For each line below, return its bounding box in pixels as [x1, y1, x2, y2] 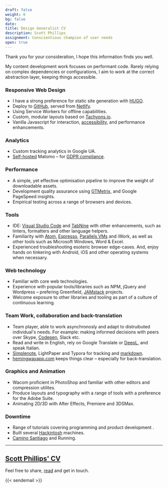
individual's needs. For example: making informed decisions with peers [12, 329, 159, 335]
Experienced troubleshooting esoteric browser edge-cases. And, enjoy [12, 244, 159, 250]
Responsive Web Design [5, 86, 66, 93]
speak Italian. [12, 345, 40, 351]
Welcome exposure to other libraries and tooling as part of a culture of [12, 294, 157, 300]
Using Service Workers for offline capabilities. [12, 109, 107, 115]
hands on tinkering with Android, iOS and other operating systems [12, 249, 148, 255]
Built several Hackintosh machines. [12, 430, 85, 436]
